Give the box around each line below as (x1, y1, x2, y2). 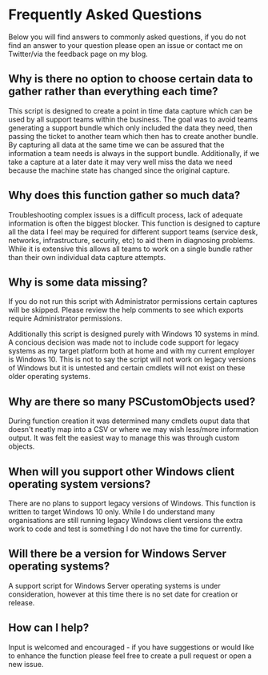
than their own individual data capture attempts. (8, 252, 166, 262)
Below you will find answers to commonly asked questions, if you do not (8, 32, 246, 42)
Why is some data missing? (8, 275, 148, 289)
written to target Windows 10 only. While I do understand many (8, 507, 215, 517)
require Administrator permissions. (8, 314, 122, 323)
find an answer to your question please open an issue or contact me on (8, 40, 243, 50)
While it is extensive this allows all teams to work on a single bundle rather (8, 244, 254, 254)
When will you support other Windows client (8, 465, 235, 478)
